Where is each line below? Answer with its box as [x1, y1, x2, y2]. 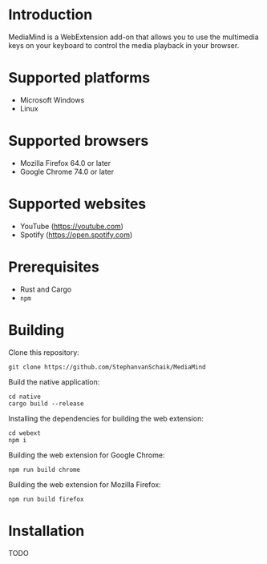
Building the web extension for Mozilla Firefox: [8, 479, 162, 489]
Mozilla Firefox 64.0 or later [19, 158, 111, 167]
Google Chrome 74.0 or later [19, 167, 115, 176]
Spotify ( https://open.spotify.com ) [19, 230, 133, 240]
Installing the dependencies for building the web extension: [8, 413, 204, 423]
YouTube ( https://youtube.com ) [19, 221, 124, 231]
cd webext [8, 429, 42, 437]
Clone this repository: [8, 347, 80, 357]
